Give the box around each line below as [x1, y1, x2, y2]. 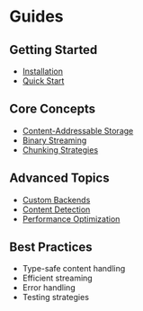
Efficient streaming [22, 272, 93, 284]
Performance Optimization [22, 213, 121, 224]
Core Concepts [9, 102, 96, 117]
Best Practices [9, 240, 93, 255]
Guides [9, 6, 65, 27]
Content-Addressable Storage [22, 125, 134, 136]
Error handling [22, 282, 76, 293]
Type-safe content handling [22, 263, 126, 274]
